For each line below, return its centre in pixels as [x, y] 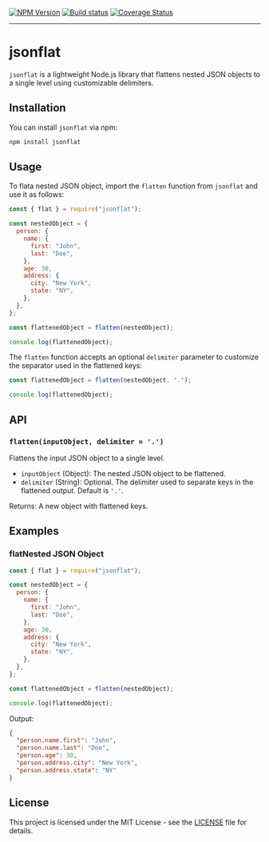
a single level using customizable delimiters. [81, 82]
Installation [38, 108]
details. [21, 830]
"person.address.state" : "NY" [66, 770]
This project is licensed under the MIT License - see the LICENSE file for [128, 822]
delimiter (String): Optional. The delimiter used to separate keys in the [137, 482]
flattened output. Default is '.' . [72, 490]
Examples [34, 531]
